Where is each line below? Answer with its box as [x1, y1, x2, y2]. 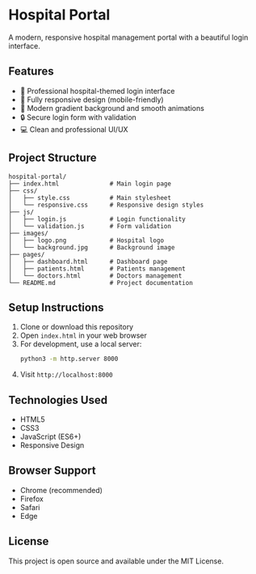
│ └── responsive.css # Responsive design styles [8, 201, 204, 209]
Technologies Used [8, 393, 107, 406]
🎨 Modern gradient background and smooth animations [19, 103, 204, 113]
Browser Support [8, 464, 97, 478]
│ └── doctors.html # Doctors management [8, 271, 183, 280]
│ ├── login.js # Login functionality [8, 215, 186, 223]
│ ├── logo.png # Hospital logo [8, 236, 164, 244]
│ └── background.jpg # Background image [8, 243, 175, 252]
